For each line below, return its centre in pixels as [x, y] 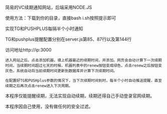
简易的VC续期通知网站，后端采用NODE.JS [49, 7]
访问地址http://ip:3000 [28, 50]
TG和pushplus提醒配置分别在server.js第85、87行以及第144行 [68, 39]
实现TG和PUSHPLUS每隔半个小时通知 [44, 28]
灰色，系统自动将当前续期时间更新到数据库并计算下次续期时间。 [61, 71]
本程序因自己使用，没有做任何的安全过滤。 [49, 106]
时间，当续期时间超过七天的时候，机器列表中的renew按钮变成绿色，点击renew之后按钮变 [83, 65]
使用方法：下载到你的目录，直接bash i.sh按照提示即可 [61, 18]
